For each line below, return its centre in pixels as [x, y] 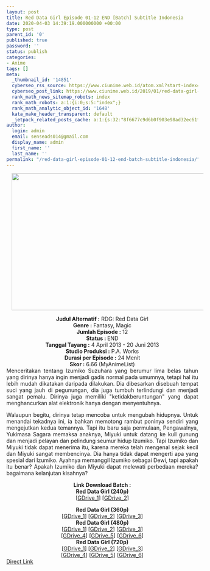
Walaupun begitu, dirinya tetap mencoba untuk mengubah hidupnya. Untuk [102, 415]
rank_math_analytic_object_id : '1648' [61, 108]
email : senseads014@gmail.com [50, 137]
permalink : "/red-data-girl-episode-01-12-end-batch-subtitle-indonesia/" [103, 159]
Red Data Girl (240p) [102, 492]
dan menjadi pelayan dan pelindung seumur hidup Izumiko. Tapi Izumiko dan [102, 441]
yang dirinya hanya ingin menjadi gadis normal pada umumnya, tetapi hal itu [102, 377]
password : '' [23, 46]
